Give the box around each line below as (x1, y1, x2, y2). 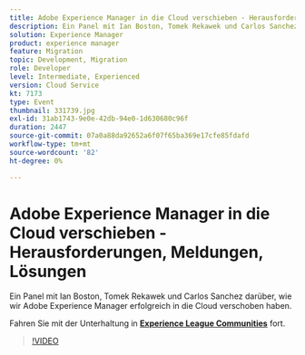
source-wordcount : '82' (9, 148, 100, 157)
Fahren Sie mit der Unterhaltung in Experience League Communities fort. (9, 318, 286, 329)
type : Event (9, 97, 54, 107)
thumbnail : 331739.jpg (9, 106, 95, 115)
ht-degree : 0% (9, 156, 64, 166)
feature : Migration (9, 47, 84, 56)
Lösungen (9, 261, 87, 282)
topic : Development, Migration (9, 55, 128, 64)
